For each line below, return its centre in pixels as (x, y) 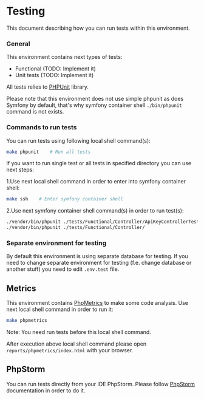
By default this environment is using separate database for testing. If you (97, 256)
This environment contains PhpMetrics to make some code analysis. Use (97, 303)
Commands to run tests (42, 128)
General (18, 44)
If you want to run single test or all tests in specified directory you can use (99, 163)
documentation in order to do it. (46, 390)
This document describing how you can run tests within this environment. (98, 28)
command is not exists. (35, 112)
